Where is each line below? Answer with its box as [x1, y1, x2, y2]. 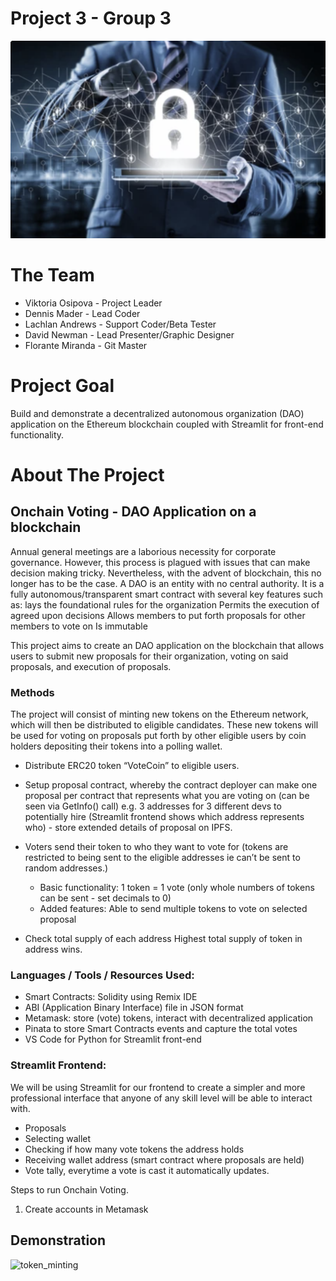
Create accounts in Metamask [24, 1203, 149, 1215]
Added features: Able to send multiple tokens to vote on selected [39, 903, 308, 915]
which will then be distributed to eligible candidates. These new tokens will [10, 719, 319, 731]
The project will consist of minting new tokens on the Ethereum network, [10, 708, 309, 721]
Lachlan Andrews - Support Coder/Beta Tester [24, 318, 217, 330]
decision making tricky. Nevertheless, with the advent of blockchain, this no [10, 567, 322, 579]
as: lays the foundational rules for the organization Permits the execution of [10, 598, 320, 611]
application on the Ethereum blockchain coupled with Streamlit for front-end [10, 418, 324, 430]
